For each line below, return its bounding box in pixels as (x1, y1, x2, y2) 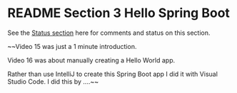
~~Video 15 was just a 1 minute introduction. (7, 42, 137, 50)
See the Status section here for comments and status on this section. (7, 28, 211, 37)
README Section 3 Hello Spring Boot (7, 5, 231, 21)
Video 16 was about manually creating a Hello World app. (7, 55, 176, 65)
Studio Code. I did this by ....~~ (7, 77, 99, 86)
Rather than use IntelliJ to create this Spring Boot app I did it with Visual (7, 70, 218, 78)
